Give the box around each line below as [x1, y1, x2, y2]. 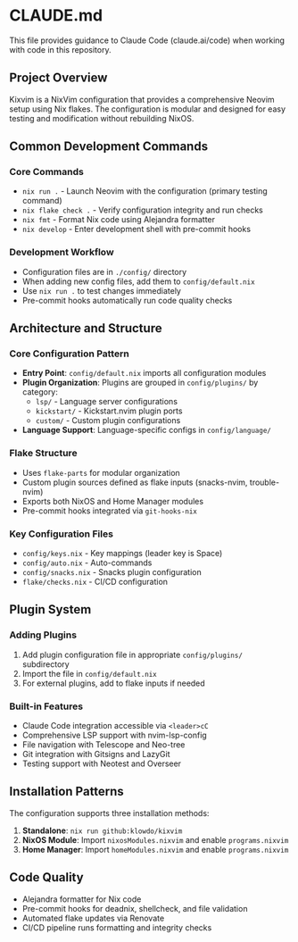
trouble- [249, 477, 279, 488]
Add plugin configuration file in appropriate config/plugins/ [21, 649, 244, 660]
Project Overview [9, 71, 108, 86]
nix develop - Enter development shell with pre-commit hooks [21, 224, 252, 235]
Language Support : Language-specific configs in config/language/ [21, 425, 272, 436]
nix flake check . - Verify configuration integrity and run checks [21, 204, 263, 215]
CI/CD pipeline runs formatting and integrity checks [21, 921, 212, 933]
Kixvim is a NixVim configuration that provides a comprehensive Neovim [9, 94, 275, 104]
